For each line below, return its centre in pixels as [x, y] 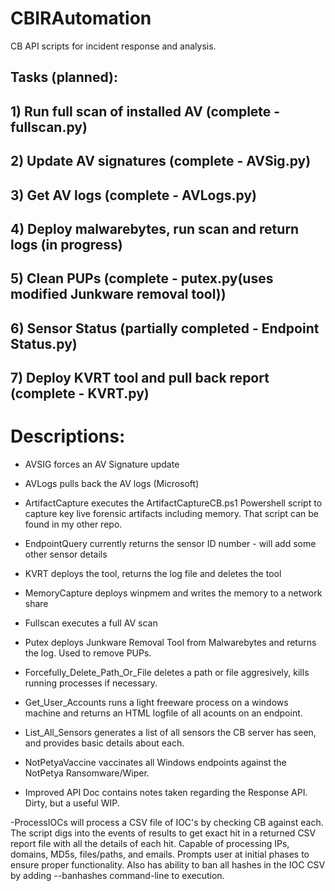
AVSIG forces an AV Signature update [102, 464]
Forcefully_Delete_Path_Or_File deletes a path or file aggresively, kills [167, 672]
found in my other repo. [73, 524]
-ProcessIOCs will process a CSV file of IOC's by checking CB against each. [167, 822]
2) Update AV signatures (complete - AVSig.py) [161, 161]
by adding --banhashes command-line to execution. [117, 875]
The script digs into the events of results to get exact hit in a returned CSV [163, 833]
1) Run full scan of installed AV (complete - [145, 111]
